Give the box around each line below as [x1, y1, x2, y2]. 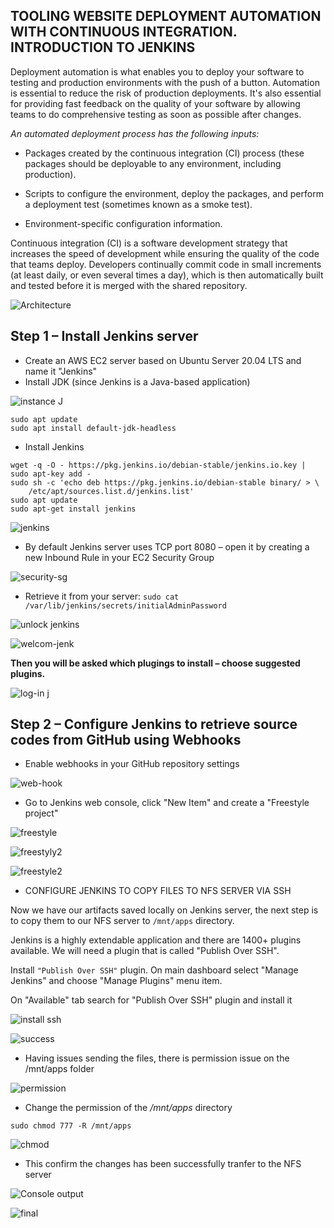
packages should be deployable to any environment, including [24, 157, 282, 169]
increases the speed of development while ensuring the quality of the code [10, 247, 320, 259]
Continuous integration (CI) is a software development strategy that [10, 237, 288, 249]
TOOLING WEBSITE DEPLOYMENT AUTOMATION [10, 8, 322, 25]
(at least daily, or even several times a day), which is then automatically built [10, 269, 324, 281]
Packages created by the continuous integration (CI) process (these [24, 147, 305, 159]
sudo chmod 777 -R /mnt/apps [10, 1121, 132, 1131]
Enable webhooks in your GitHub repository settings [24, 758, 240, 770]
